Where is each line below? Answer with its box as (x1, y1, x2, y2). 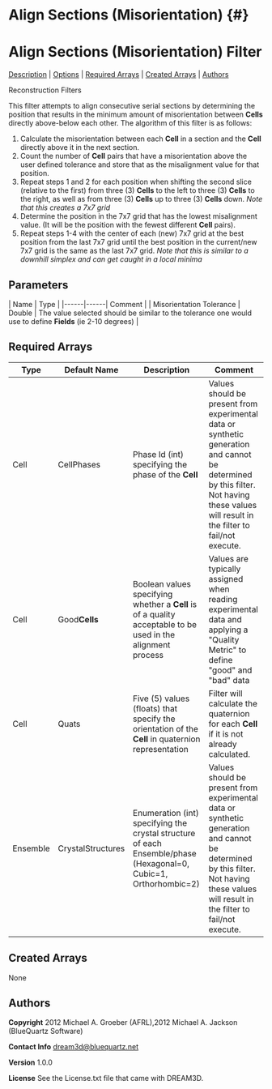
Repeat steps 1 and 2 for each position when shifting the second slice (19, 177, 253, 187)
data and (208, 613, 242, 625)
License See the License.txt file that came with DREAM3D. (8, 1074, 204, 1083)
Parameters (8, 278, 69, 292)
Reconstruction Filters (8, 85, 83, 95)
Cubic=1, (132, 868, 168, 879)
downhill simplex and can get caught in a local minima (19, 254, 202, 264)
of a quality (132, 609, 176, 620)
